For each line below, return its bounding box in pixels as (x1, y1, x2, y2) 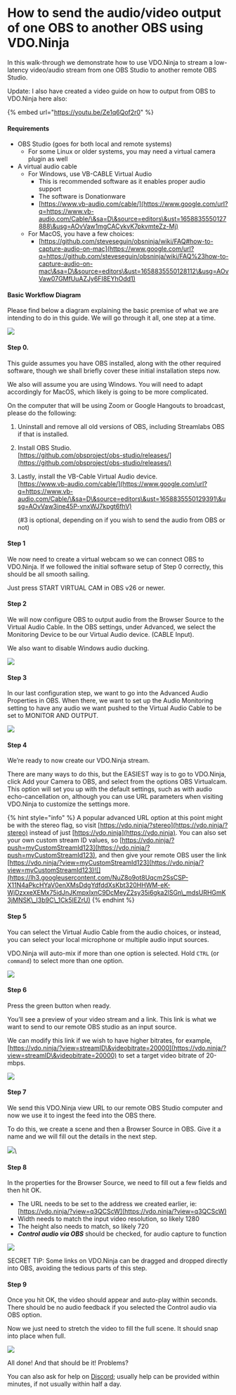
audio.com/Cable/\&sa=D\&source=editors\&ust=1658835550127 (38, 215, 227, 223)
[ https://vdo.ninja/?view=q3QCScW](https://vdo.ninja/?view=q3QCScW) (17, 1207, 227, 1216)
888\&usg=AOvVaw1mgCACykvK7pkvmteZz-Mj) (38, 222, 179, 230)
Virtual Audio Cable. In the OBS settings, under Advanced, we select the (7, 622, 216, 631)
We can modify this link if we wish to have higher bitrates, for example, (7, 1036, 212, 1044)
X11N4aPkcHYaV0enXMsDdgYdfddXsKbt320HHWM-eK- (7, 881, 171, 889)
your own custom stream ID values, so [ (7, 836, 122, 845)
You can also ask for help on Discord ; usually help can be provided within (7, 1372, 220, 1381)
